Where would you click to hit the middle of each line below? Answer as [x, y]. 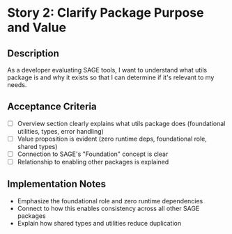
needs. [17, 85]
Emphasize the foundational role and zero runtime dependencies [110, 201]
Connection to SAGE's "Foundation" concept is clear [93, 154]
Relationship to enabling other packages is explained [93, 162]
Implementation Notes [57, 184]
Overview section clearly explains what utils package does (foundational [121, 123]
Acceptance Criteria [52, 107]
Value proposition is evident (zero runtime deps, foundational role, [112, 139]
